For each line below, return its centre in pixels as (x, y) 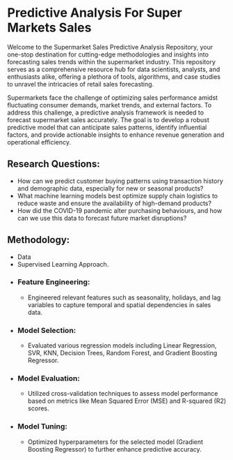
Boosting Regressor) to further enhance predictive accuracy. (114, 449)
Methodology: (39, 240)
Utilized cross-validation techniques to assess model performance (123, 394)
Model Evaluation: (48, 378)
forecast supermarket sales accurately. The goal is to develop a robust (109, 119)
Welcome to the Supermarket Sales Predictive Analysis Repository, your (110, 47)
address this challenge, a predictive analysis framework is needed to (105, 112)
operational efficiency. (39, 142)
